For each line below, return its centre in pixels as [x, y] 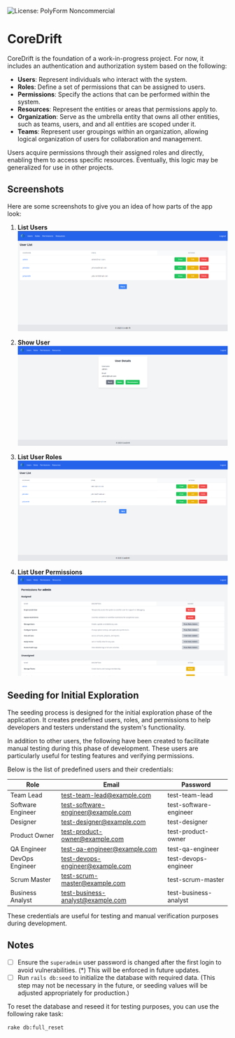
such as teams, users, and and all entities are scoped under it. [107, 124]
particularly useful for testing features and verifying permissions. [101, 755]
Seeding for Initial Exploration [73, 695]
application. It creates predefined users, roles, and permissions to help [109, 720]
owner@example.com [93, 839]
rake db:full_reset [36, 1028]
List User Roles [40, 457]
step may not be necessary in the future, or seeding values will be [112, 985]
